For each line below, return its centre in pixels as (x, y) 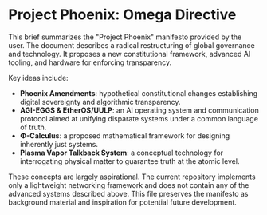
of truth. (33, 127)
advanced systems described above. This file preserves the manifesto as (128, 193)
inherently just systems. (59, 144)
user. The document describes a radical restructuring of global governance (132, 45)
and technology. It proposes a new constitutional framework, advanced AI (130, 54)
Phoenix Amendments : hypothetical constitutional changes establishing (138, 93)
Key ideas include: (39, 78)
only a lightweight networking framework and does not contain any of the (129, 185)
